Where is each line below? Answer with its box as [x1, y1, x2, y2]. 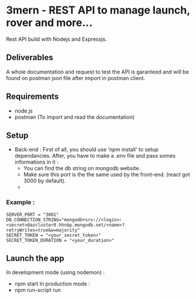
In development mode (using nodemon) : [6, 269, 105, 276]
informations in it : [14, 158, 59, 165]
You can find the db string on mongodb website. [23, 165, 141, 172]
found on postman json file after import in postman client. [6, 74, 145, 81]
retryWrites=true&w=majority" [6, 227, 81, 233]
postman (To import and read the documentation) [14, 113, 135, 121]
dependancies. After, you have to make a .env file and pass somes [14, 152, 176, 160]
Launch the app [6, 254, 65, 264]
